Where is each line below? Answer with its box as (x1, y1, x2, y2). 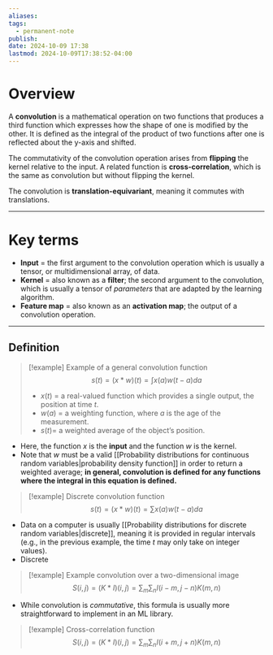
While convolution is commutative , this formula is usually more (19, 601, 230, 610)
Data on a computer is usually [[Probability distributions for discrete (19, 519, 247, 529)
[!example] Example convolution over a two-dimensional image (28, 570, 240, 579)
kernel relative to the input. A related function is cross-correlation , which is (8, 162, 262, 171)
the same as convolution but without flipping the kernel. (8, 170, 195, 180)
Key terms (8, 231, 80, 249)
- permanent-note (15, 27, 75, 35)
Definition (8, 341, 59, 354)
